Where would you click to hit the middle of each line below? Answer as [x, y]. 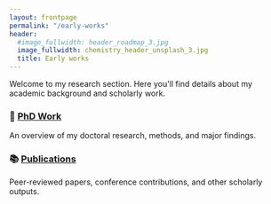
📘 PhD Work [36, 116]
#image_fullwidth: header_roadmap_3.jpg [93, 42]
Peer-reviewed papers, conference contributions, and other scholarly [136, 182]
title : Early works [53, 59]
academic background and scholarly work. [88, 93]
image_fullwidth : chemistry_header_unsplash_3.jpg [113, 51]
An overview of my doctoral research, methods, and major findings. [132, 136]
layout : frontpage [43, 17]
